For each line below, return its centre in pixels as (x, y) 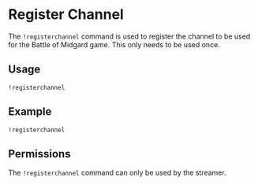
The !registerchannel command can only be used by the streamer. (117, 173)
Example (30, 112)
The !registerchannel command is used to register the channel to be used (129, 36)
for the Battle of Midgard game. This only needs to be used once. (114, 44)
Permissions (39, 154)
